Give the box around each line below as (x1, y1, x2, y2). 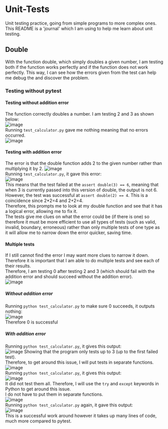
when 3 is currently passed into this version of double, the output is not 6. (5, 187, 158, 193)
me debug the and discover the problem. (5, 74, 89, 81)
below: (5, 116, 19, 122)
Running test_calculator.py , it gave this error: (5, 171, 102, 177)
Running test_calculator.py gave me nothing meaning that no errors (5, 127, 148, 133)
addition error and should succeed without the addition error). (5, 274, 133, 280)
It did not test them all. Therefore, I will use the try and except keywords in (5, 381, 159, 387)
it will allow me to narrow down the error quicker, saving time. (5, 230, 132, 236)
